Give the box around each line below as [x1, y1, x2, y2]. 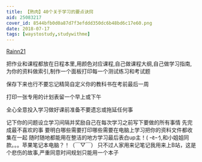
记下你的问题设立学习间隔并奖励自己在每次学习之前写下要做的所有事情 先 [6, 119, 188, 126]
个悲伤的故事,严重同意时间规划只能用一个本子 [6, 149, 119, 157]
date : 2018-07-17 [6, 25, 50, 32]
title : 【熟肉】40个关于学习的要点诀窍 [6, 8, 93, 15]
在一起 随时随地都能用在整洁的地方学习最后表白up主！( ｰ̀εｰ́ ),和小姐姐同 [11, 134, 189, 142]
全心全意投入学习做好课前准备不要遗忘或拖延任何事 [6, 106, 133, 113]
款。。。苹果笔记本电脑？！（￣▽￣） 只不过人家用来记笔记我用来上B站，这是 [6, 142, 197, 149]
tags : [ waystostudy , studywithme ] [6, 31, 90, 37]
